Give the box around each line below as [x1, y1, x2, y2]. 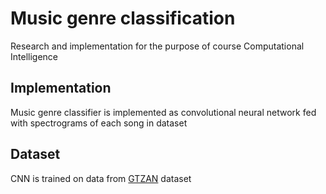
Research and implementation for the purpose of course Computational [10, 40, 305, 52]
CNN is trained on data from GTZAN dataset [10, 172, 192, 184]
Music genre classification [10, 7, 236, 30]
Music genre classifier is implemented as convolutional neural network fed [10, 106, 317, 118]
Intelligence [10, 50, 58, 62]
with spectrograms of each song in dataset [10, 117, 188, 129]
